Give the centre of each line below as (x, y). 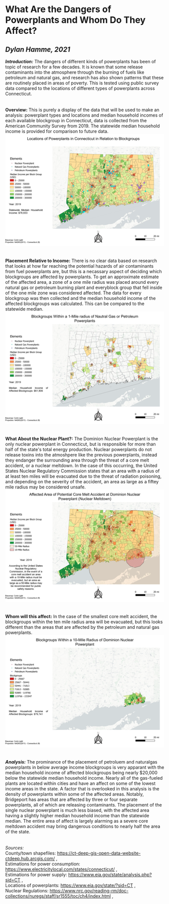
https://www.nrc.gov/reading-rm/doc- (89, 891)
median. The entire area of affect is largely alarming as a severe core (77, 821)
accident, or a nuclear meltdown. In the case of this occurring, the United (81, 465)
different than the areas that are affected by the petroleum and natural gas (82, 627)
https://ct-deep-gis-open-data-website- (99, 853)
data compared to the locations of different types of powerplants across (80, 88)
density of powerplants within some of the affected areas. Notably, (75, 794)
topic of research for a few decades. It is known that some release (74, 67)
